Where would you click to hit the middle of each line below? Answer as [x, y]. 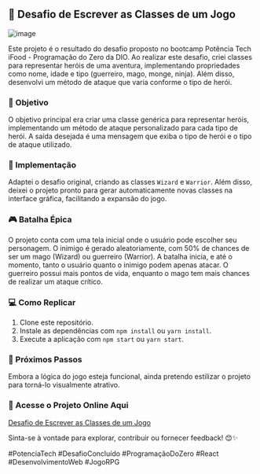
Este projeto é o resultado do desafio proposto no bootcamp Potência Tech [130, 49]
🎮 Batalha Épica [40, 219]
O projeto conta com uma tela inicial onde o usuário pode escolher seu [123, 240]
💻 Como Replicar [42, 302]
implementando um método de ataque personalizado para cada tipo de [123, 128]
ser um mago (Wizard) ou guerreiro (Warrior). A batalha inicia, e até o [121, 256]
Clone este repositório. [57, 322]
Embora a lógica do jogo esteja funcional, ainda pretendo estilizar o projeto [130, 377]
